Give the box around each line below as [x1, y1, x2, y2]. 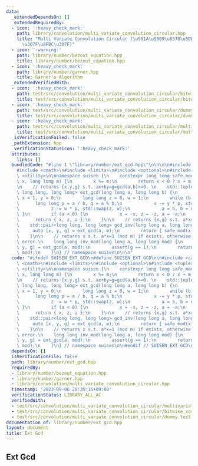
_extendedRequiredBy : [11, 19, 65, 25]
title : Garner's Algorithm [16, 74, 83, 80]
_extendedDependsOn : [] [11, 14, 70, 20]
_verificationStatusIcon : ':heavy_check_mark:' [11, 146, 131, 151]
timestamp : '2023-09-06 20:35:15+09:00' [11, 386, 112, 392]
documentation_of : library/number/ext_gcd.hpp [6, 419, 123, 425]
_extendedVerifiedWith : [11, 80, 70, 86]
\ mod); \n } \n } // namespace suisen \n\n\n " [16, 250, 133, 256]
